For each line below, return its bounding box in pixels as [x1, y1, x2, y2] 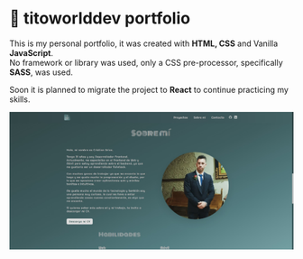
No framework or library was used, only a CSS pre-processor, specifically [9, 57, 284, 68]
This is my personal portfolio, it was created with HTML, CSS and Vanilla [9, 38, 279, 49]
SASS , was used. [9, 67, 74, 78]
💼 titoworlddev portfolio [9, 8, 191, 29]
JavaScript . [9, 47, 54, 58]
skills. [9, 94, 31, 105]
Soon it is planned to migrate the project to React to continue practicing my [9, 84, 289, 95]
